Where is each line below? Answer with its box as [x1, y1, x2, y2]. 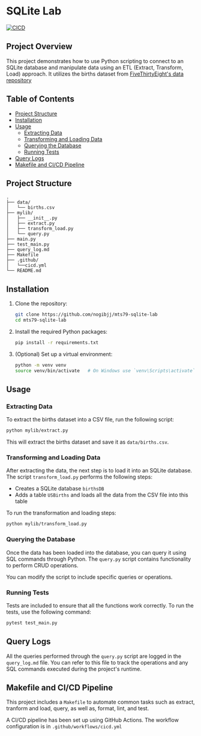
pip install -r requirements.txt [14, 339, 99, 346]
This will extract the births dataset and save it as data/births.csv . [6, 438, 169, 445]
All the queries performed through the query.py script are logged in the [6, 653, 182, 660]
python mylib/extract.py [6, 427, 68, 433]
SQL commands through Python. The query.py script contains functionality [6, 555, 191, 563]
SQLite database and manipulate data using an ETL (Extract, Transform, [6, 64, 184, 71]
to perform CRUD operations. [6, 561, 79, 569]
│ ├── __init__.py [6, 215, 58, 222]
